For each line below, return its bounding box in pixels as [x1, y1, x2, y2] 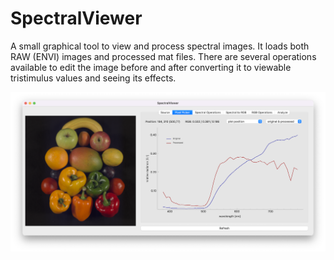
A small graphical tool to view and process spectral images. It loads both [10, 40, 310, 52]
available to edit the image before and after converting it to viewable [10, 61, 292, 73]
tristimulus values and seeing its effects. [10, 72, 177, 84]
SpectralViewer [10, 7, 143, 30]
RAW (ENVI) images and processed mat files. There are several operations [10, 50, 317, 62]
